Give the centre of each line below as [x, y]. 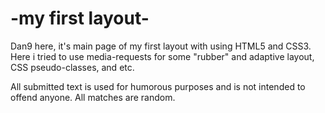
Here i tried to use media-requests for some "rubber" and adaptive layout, [162, 56]
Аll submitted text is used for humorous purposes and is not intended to [158, 86]
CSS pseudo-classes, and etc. [72, 67]
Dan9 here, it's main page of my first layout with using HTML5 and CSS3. [161, 46]
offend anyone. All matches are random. [93, 97]
